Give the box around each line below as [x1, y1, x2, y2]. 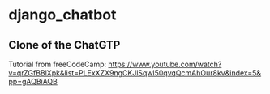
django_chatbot [8, 6, 117, 24]
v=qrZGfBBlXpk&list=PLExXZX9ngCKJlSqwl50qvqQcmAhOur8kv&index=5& [8, 68, 262, 78]
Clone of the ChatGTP [8, 38, 121, 52]
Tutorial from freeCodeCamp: [8, 59, 107, 69]
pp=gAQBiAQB [8, 77, 58, 86]
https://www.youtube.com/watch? [108, 59, 222, 69]
